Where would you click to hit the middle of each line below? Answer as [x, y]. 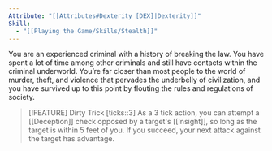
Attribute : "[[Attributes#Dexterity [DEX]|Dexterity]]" [105, 16]
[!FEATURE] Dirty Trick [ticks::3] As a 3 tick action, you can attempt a [144, 113]
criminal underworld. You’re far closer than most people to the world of [127, 71]
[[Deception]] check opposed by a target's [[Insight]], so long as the [142, 122]
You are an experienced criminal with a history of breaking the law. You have [136, 54]
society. [22, 97]
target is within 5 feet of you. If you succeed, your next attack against [145, 130]
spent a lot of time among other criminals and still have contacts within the [133, 63]
